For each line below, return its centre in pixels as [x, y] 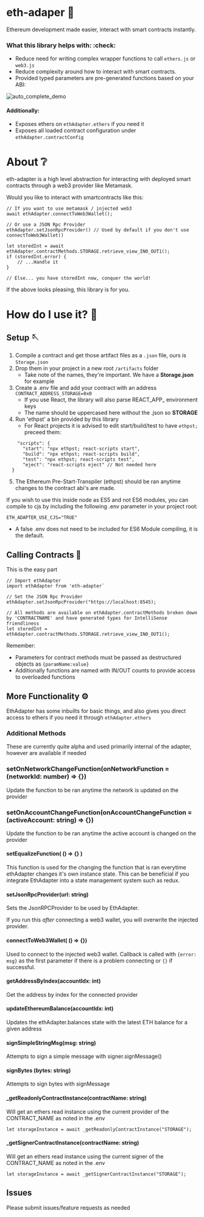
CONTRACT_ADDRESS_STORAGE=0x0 [54, 394]
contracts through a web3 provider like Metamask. [69, 185]
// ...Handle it [38, 262]
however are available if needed [46, 753]
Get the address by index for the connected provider [72, 994]
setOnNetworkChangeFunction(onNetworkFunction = [88, 769]
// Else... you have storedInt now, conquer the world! [79, 278]
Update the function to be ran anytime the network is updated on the [92, 790]
